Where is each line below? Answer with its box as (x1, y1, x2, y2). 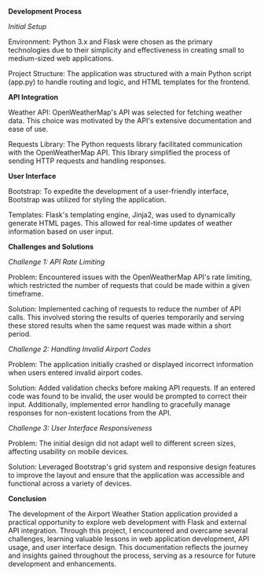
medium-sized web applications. (8, 54, 114, 63)
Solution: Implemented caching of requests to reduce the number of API (8, 304, 241, 313)
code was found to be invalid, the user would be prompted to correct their (8, 391, 247, 401)
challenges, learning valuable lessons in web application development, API (8, 534, 250, 544)
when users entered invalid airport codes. (8, 368, 143, 377)
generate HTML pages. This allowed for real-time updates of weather (8, 219, 233, 227)
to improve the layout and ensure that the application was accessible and (8, 471, 245, 479)
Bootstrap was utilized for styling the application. (8, 195, 167, 204)
